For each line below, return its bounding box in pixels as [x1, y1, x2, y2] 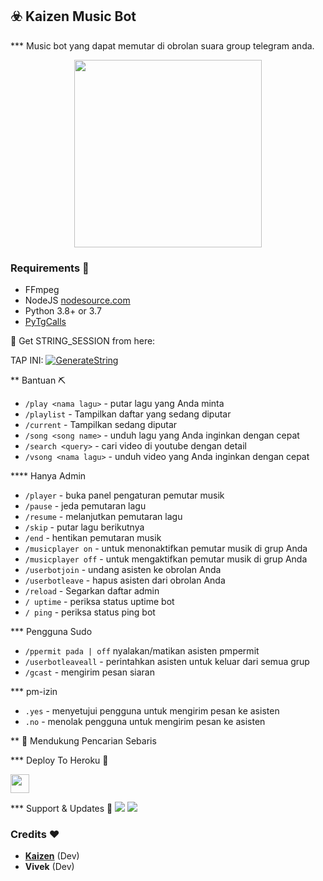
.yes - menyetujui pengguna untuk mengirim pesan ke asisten [24, 705, 280, 717]
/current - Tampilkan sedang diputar [24, 419, 178, 431]
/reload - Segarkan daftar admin [24, 585, 160, 597]
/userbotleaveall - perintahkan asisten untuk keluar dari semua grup [24, 656, 310, 668]
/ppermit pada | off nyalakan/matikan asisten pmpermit [24, 645, 260, 657]
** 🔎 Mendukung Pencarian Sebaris [10, 735, 157, 747]
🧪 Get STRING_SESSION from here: [10, 335, 156, 347]
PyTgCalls [24, 316, 67, 328]
